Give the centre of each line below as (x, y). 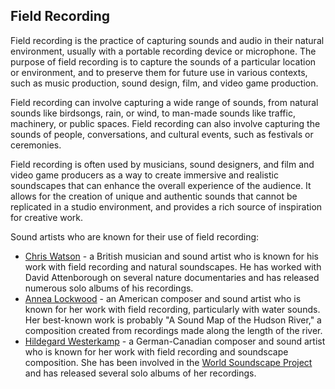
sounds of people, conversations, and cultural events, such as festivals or (162, 134)
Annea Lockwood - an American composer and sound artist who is (163, 298)
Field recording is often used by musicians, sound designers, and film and (162, 164)
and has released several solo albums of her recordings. (140, 373)
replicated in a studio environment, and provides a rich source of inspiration (166, 206)
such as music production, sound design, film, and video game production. (164, 83)
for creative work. (47, 217)
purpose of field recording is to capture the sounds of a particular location (163, 61)
